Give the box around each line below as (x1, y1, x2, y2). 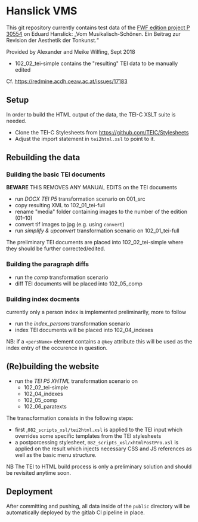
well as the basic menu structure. (14, 451, 97, 458)
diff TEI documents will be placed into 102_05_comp (14, 280, 143, 287)
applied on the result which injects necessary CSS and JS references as (14, 445, 192, 452)
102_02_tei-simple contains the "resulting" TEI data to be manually (14, 60, 178, 67)
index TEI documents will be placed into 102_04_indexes (14, 327, 153, 334)
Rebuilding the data (6, 152, 81, 162)
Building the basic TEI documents (6, 170, 106, 179)
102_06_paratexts (23, 403, 67, 410)
